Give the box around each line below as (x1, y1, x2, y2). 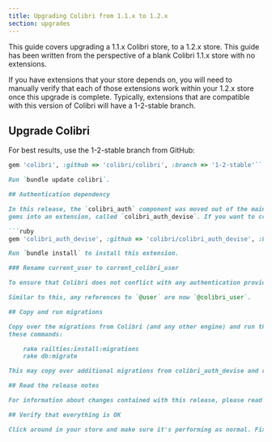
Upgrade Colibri (8, 123, 91, 138)
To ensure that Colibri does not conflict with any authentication (8, 279, 241, 287)
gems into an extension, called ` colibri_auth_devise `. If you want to (8, 212, 255, 221)
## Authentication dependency (8, 191, 111, 199)
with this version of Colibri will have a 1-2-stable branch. (8, 101, 196, 110)
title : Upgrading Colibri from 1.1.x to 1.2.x (8, 11, 168, 20)
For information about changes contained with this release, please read (8, 397, 263, 405)
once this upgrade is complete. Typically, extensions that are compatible (8, 92, 250, 101)
